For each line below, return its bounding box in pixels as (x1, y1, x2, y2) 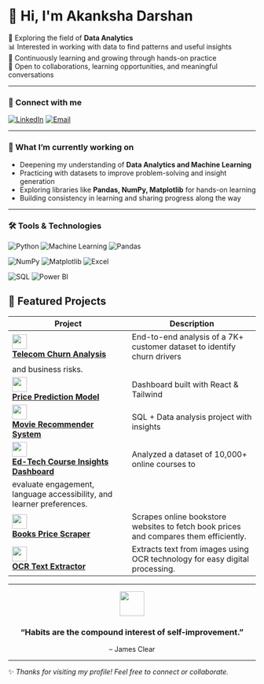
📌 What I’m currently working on (8, 142, 134, 153)
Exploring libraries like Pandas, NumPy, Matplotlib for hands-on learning (19, 185, 256, 194)
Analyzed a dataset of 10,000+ (131, 448, 247, 459)
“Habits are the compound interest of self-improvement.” (20, 627, 244, 638)
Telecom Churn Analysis (12, 348, 107, 359)
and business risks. (12, 363, 84, 374)
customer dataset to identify (131, 341, 236, 352)
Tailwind (131, 388, 163, 399)
